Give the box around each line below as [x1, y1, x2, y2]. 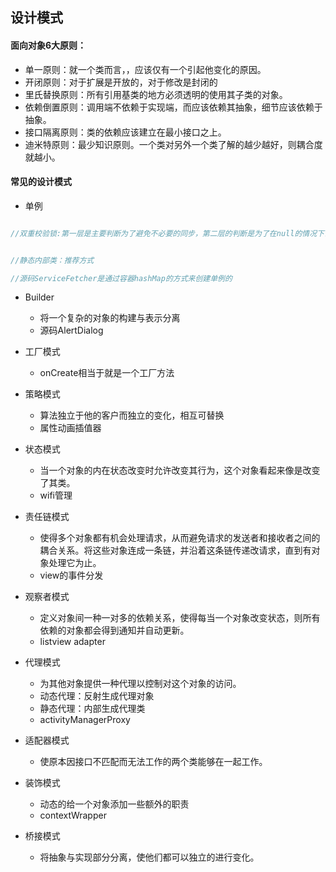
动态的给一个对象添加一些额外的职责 [39, 798, 190, 810]
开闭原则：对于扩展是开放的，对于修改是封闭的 [24, 76, 218, 88]
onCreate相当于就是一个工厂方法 [39, 367, 175, 379]
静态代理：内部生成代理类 [39, 703, 146, 715]
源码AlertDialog [39, 324, 104, 337]
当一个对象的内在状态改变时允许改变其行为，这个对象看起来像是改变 [39, 464, 321, 477]
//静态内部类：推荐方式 [10, 255, 95, 265]
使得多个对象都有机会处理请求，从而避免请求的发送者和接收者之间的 [39, 532, 321, 544]
